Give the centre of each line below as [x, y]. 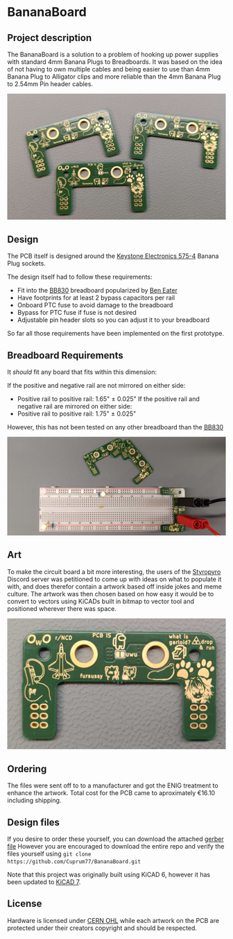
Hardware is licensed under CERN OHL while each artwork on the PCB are [113, 920]
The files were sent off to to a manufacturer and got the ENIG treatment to [113, 785]
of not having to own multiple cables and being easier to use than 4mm [109, 69]
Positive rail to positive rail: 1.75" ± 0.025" [77, 414]
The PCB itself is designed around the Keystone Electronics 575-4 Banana [113, 256]
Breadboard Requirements [65, 355]
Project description [50, 38]
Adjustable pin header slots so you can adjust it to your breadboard [113, 320]
